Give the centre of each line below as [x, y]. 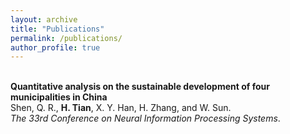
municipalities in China [59, 97]
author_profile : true [55, 47]
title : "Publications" [57, 29]
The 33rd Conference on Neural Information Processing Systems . [145, 118]
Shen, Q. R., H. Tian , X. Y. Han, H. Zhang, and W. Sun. [121, 108]
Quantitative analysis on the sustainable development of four [140, 87]
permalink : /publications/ [66, 38]
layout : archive [44, 19]
